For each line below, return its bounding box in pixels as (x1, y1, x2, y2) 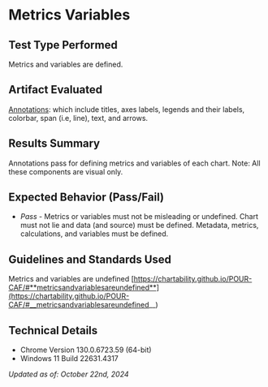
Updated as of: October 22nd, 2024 (8, 369, 129, 379)
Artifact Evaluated (8, 83, 103, 97)
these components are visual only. (8, 166, 123, 176)
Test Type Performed (8, 38, 118, 52)
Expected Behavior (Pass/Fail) (8, 191, 165, 204)
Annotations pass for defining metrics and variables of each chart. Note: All (8, 158, 262, 168)
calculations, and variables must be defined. (19, 229, 169, 239)
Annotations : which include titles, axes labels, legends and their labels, (8, 104, 245, 114)
